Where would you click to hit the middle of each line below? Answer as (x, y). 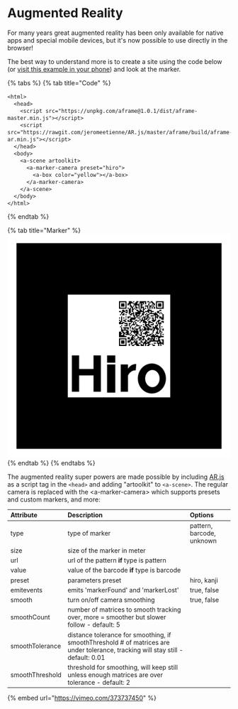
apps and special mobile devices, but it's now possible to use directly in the (118, 40)
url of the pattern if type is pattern (117, 561)
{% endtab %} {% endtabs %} (51, 462)
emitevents (27, 590)
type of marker (89, 533)
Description (85, 515)
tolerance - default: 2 (99, 682)
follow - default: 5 (93, 625)
